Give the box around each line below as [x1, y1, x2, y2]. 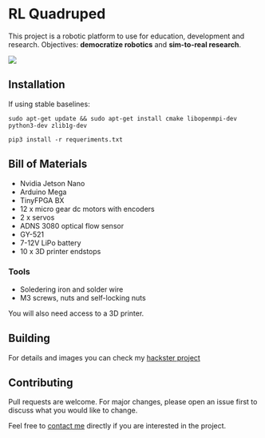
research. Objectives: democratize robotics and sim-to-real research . [8, 39, 242, 49]
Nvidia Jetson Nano [19, 178, 85, 188]
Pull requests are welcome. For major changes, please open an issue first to [8, 397, 258, 407]
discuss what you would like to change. [8, 405, 138, 416]
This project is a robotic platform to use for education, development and [8, 31, 245, 41]
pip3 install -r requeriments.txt [8, 135, 124, 144]
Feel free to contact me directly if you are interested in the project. [8, 421, 227, 431]
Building [8, 332, 50, 345]
